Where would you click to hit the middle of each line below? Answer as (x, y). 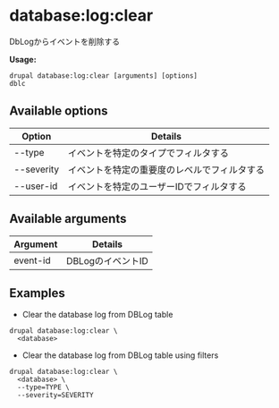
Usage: (23, 59)
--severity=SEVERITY (55, 395)
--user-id (36, 186)
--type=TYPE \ (43, 387)
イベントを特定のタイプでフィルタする (148, 153)
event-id (32, 260)
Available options (59, 111)
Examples (37, 293)
